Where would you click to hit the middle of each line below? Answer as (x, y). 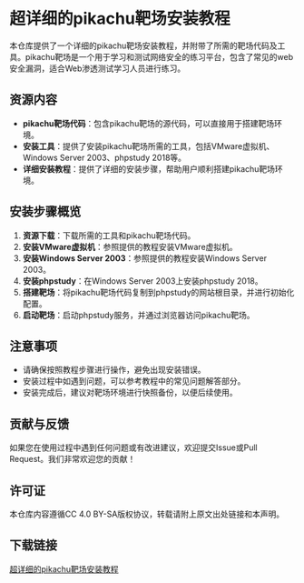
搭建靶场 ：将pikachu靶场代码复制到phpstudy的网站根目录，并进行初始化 (158, 292)
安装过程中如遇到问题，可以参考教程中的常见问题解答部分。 (134, 381)
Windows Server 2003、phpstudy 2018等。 (104, 157)
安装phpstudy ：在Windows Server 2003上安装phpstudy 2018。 (142, 281)
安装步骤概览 (45, 211)
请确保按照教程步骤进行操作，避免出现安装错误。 (114, 370)
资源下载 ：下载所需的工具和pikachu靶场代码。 (109, 235)
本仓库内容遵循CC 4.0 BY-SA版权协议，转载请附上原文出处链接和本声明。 (147, 514)
